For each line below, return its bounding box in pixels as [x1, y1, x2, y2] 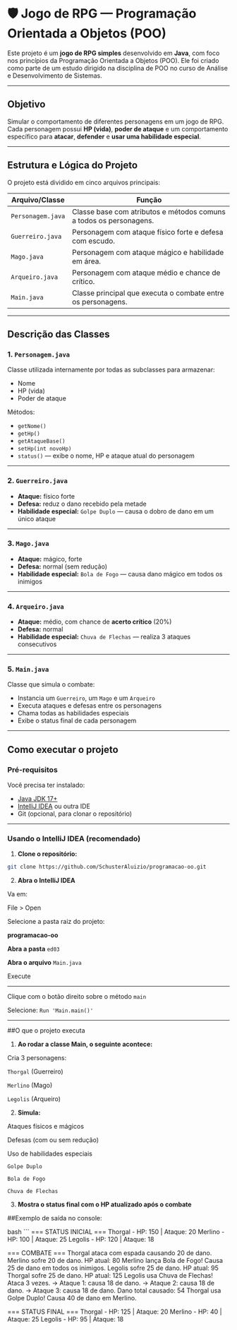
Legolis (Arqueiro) [7, 1095, 61, 1103]
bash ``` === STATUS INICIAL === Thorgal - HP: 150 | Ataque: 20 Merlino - [7, 1228, 225, 1236]
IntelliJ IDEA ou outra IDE [17, 802, 90, 811]
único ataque [17, 514, 56, 523]
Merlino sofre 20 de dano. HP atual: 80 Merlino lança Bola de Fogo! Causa [7, 1257, 224, 1265]
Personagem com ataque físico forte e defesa [71, 227, 224, 237]
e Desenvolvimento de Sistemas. [7, 71, 102, 80]
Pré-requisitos [7, 764, 58, 774]
